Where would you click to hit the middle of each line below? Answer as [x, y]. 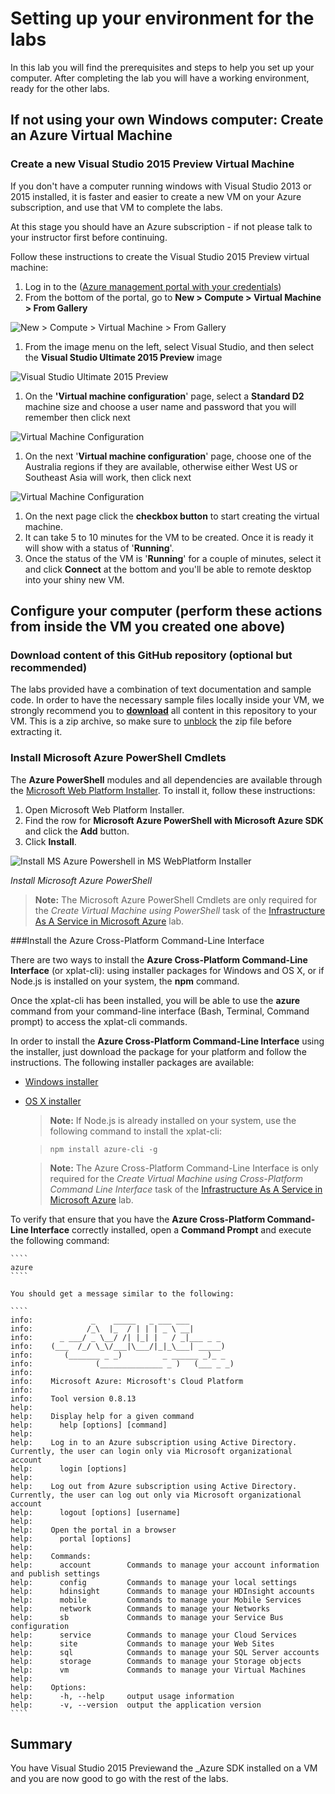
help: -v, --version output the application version [136, 1705]
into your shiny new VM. [74, 579]
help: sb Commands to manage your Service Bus [147, 1617]
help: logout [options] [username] [96, 1512]
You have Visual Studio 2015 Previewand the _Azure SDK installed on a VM [164, 1768]
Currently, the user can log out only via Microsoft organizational [156, 1495]
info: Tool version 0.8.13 [73, 1398]
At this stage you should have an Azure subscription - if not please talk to [161, 226]
